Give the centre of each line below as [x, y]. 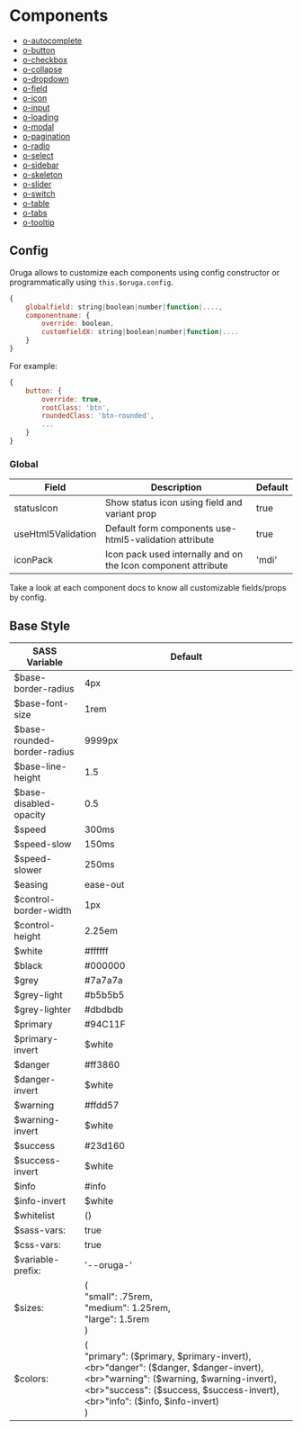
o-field [35, 88]
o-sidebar [40, 165]
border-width [43, 910]
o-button [39, 50]
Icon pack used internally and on [174, 555]
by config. [28, 597]
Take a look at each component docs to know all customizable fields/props [148, 588]
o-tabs [35, 213]
